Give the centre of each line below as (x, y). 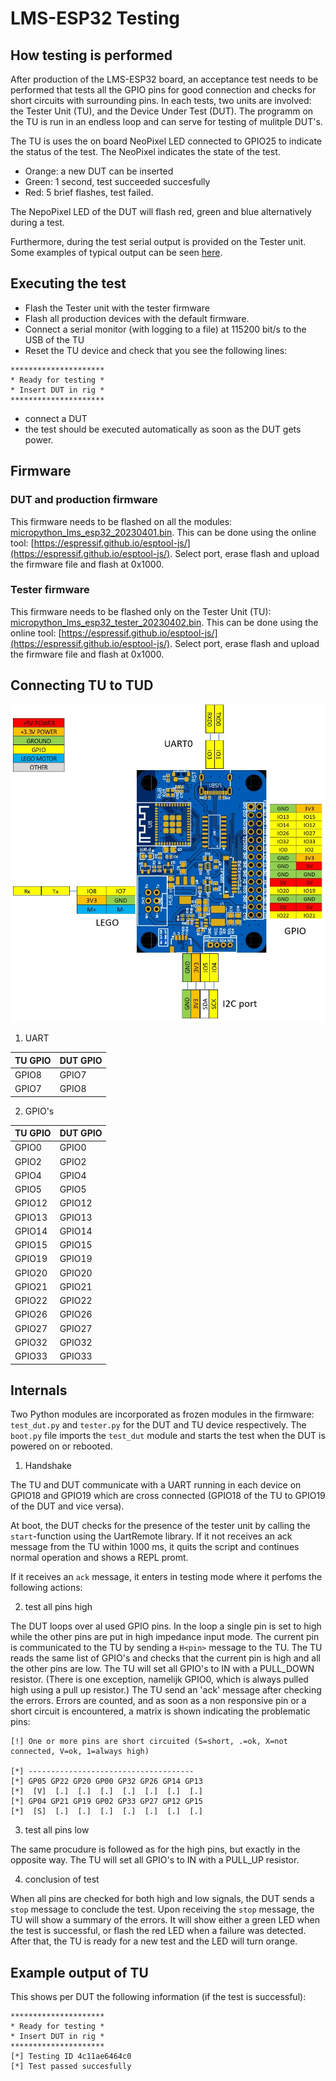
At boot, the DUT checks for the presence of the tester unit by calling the (160, 1526)
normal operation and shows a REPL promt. (99, 1558)
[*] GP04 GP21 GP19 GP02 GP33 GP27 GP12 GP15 (106, 1802)
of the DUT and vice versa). (67, 1506)
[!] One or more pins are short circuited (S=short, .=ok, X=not (149, 1742)
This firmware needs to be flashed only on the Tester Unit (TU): (141, 611)
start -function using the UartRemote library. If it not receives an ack (151, 1536)
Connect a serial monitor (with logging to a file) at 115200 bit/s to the (165, 329)
